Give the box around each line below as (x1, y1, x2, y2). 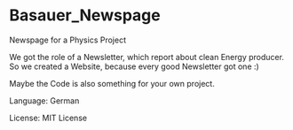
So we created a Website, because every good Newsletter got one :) (9, 61, 259, 72)
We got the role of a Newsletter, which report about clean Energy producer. (9, 51, 284, 62)
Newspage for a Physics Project (9, 34, 127, 45)
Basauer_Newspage (9, 5, 162, 26)
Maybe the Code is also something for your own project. (9, 78, 215, 88)
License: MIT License (9, 112, 87, 123)
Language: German (9, 95, 80, 106)
